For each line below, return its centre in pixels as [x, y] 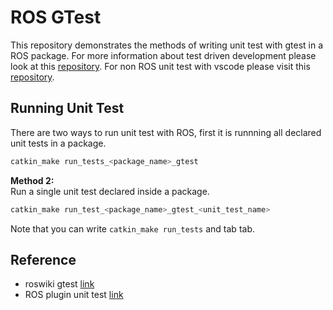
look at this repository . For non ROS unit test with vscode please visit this [160, 66]
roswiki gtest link [59, 284]
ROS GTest [56, 17]
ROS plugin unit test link [74, 295]
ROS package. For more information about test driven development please [163, 55]
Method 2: [32, 180]
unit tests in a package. [58, 143]
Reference [43, 259]
